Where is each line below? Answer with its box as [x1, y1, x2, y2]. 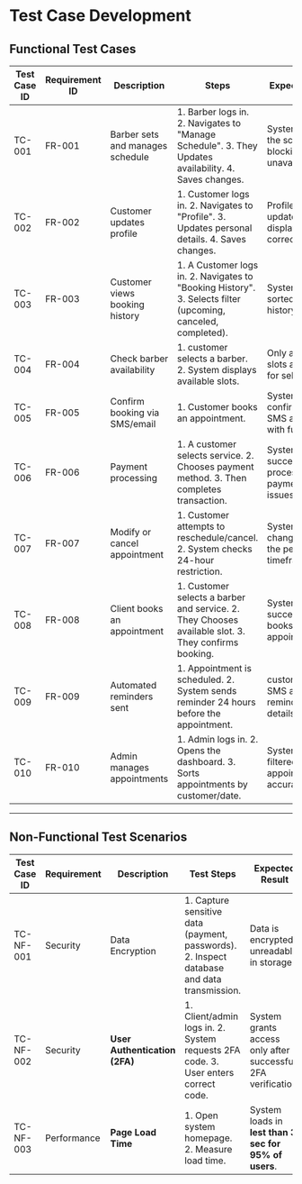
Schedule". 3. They [176, 140, 258, 151]
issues [266, 488, 295, 501]
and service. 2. [176, 603, 240, 615]
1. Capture [183, 894, 229, 906]
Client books [110, 603, 164, 615]
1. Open [183, 1109, 218, 1122]
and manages [110, 140, 168, 151]
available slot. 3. [176, 625, 245, 637]
